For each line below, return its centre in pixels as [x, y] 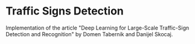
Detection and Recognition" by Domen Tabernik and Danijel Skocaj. [89, 34]
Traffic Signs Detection [65, 11]
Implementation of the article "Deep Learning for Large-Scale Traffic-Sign [97, 28]
